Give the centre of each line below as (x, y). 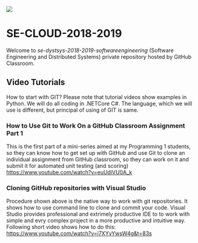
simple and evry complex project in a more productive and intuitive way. (96, 221)
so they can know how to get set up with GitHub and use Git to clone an (96, 153)
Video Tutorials (36, 82)
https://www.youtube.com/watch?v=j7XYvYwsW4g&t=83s (79, 233)
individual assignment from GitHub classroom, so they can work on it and (97, 159)
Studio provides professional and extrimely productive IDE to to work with (98, 214)
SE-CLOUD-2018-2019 (64, 34)
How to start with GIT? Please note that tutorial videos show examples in (97, 97)
